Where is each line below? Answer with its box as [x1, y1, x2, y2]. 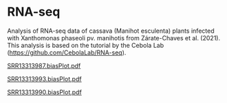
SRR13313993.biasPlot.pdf [7, 74, 82, 83]
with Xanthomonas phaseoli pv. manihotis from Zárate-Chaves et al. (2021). [7, 33, 221, 42]
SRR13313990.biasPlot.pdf [7, 88, 83, 96]
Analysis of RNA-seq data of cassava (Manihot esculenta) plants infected [7, 27, 215, 35]
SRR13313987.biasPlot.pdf [7, 61, 81, 70]
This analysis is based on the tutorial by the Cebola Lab [7, 41, 164, 49]
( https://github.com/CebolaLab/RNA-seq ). [7, 48, 127, 57]
